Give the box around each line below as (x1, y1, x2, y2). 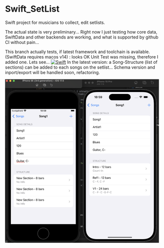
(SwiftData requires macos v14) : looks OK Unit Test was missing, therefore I (5, 54, 159, 59)
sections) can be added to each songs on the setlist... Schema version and (5, 64, 155, 70)
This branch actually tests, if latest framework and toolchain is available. (5, 49, 150, 55)
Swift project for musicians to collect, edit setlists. (5, 19, 105, 25)
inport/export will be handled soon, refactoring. (5, 69, 100, 75)
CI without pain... (5, 39, 40, 45)
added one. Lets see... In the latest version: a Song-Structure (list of (5, 59, 158, 65)
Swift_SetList (5, 3, 60, 15)
